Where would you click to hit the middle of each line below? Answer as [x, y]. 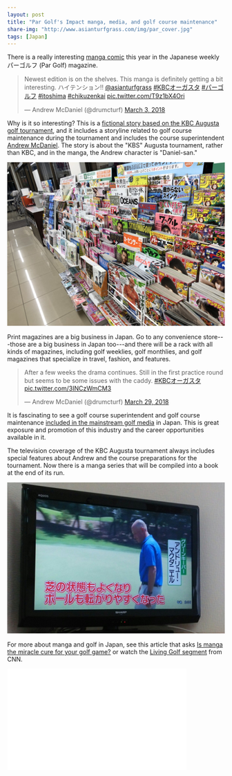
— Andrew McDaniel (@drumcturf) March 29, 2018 [96, 401]
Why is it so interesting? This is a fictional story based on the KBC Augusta [113, 123]
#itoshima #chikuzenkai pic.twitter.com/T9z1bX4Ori [111, 96]
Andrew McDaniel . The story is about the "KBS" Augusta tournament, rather [115, 145]
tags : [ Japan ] [28, 37]
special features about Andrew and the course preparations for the [102, 458]
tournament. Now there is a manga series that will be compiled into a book [113, 465]
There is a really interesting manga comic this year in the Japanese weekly [113, 57]
